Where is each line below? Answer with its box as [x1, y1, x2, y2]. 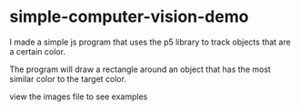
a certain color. [9, 45, 66, 56]
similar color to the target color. [9, 73, 127, 84]
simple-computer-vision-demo [9, 6, 249, 27]
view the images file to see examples [9, 91, 148, 102]
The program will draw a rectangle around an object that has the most [9, 64, 271, 75]
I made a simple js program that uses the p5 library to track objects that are [9, 36, 291, 47]
